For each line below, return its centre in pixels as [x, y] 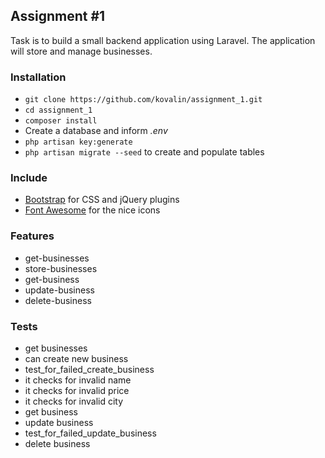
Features [32, 236]
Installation [38, 77]
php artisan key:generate [78, 142]
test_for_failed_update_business [90, 433]
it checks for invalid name [78, 380]
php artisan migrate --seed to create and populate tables [144, 152]
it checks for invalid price [77, 390]
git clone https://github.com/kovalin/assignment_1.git [143, 100]
